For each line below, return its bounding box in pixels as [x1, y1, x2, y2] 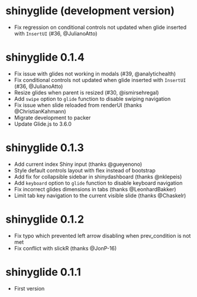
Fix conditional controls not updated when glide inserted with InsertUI [14, 76, 186, 83]
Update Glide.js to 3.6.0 [14, 120, 72, 128]
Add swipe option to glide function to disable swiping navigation [14, 95, 171, 102]
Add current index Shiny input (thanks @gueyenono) [14, 161, 143, 168]
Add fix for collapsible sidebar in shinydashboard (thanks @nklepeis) [14, 173, 182, 180]
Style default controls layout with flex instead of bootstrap [14, 167, 156, 174]
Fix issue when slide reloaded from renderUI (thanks [14, 102, 143, 109]
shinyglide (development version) [5, 4, 175, 18]
